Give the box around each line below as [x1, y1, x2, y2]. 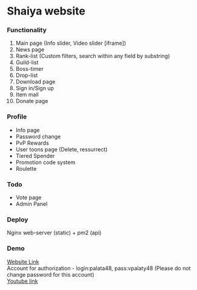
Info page [15, 126, 40, 134]
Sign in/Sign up [15, 85, 54, 92]
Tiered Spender [15, 152, 55, 159]
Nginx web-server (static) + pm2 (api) [7, 229, 102, 237]
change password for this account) [7, 271, 95, 278]
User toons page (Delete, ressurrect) [15, 145, 108, 153]
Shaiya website [7, 4, 85, 18]
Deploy [7, 216, 28, 223]
